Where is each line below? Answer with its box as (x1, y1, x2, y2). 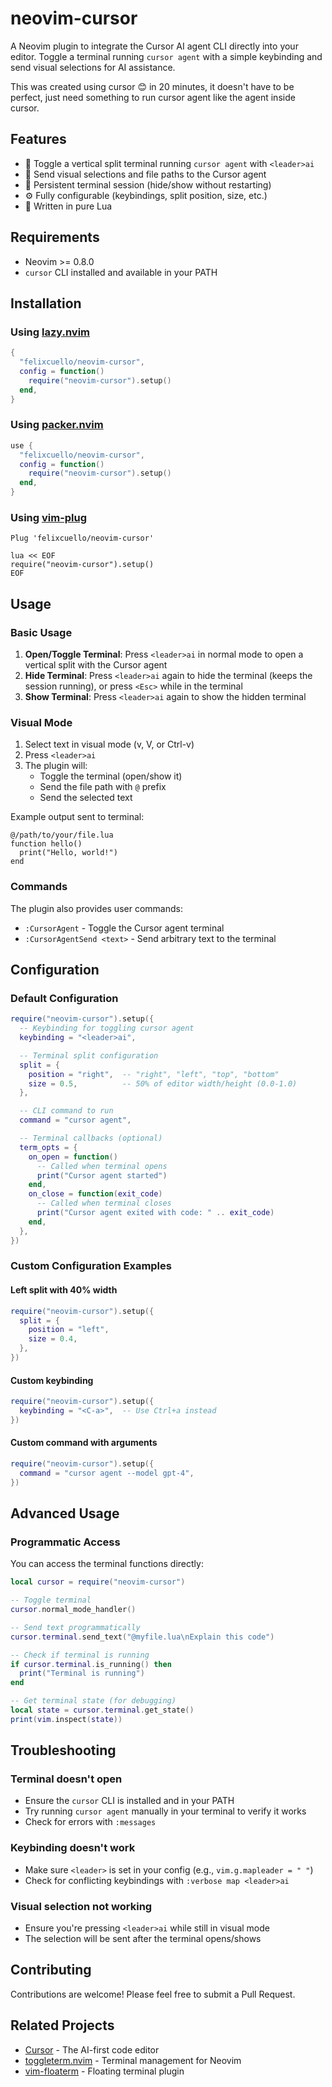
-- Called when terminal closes (36, 1198, 172, 1209)
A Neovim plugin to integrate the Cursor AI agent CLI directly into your (10, 40, 299, 52)
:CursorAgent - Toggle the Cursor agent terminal (24, 922, 225, 934)
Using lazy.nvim (10, 325, 91, 339)
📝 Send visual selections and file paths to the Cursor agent (24, 168, 267, 180)
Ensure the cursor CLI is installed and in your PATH (24, 1795, 235, 1807)
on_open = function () (28, 1152, 118, 1162)
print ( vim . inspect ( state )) (10, 1714, 123, 1724)
